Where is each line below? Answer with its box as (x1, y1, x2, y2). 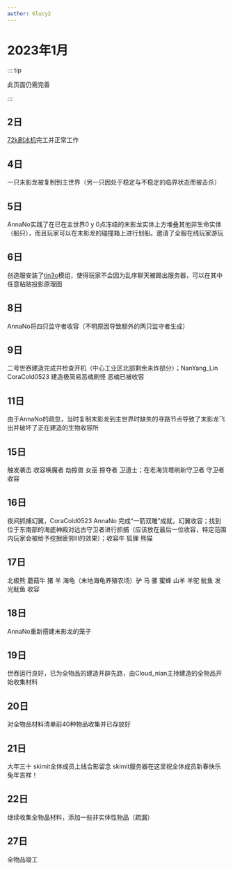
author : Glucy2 (7, 10, 51, 17)
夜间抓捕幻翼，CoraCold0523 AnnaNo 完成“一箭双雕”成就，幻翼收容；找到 (7, 516, 221, 525)
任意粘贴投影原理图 (7, 279, 63, 288)
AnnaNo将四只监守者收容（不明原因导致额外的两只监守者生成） (7, 322, 189, 330)
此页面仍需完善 (7, 80, 50, 88)
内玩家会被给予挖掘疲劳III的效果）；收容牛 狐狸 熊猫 (7, 534, 153, 542)
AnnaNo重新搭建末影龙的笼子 (7, 627, 92, 635)
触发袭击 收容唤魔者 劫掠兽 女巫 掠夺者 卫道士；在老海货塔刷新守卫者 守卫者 (7, 466, 225, 474)
